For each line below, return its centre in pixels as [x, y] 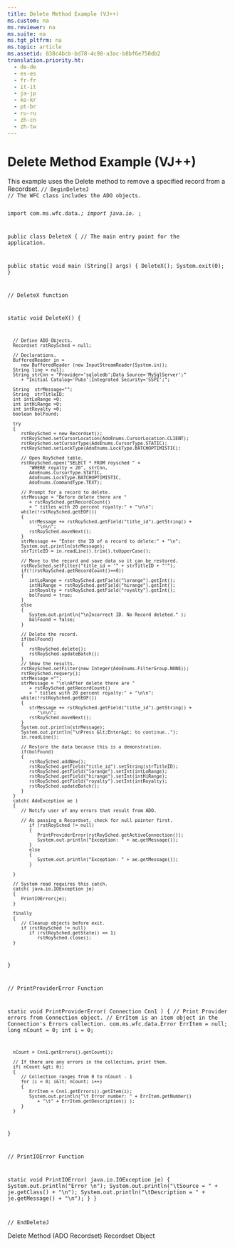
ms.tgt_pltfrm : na [35, 41]
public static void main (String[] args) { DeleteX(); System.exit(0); [116, 266]
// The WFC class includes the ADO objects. [74, 196]
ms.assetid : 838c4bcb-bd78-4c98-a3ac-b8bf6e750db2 [84, 54]
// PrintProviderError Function [55, 988]
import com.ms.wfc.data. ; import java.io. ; [74, 214]
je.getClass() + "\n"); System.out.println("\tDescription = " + [106, 1192]
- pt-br [25, 107]
